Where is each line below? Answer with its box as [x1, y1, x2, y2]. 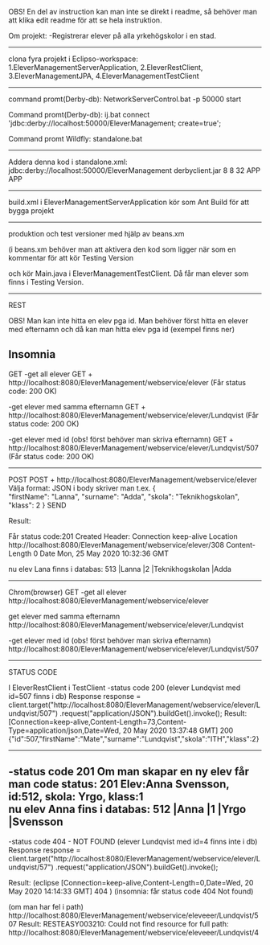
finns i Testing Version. [8, 277, 84, 286]
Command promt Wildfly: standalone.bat [8, 134, 143, 143]
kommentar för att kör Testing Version [8, 253, 134, 262]
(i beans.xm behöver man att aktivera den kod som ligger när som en [8, 244, 236, 254]
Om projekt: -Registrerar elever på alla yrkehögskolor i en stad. [8, 31, 217, 40]
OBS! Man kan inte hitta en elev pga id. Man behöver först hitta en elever [8, 316, 249, 325]
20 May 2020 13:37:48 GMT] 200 [122, 725, 234, 735]
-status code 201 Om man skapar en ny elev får [8, 765, 249, 779]
